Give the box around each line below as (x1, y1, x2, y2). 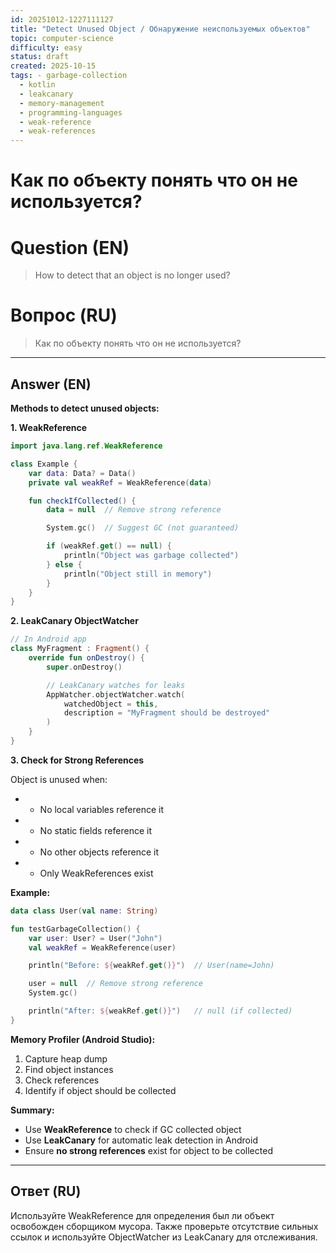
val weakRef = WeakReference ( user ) (28, 942, 177, 953)
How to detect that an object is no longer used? (34, 269, 231, 281)
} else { (46, 559, 83, 570)
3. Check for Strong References (10, 754, 145, 766)
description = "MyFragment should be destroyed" (63, 708, 271, 718)
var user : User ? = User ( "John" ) (28, 933, 163, 943)
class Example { (10, 459, 78, 469)
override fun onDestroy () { (28, 653, 145, 663)
